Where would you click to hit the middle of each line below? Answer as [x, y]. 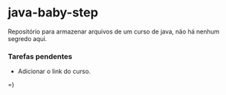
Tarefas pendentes [40, 56]
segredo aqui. [28, 38]
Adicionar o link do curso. [54, 71]
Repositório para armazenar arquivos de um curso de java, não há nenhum [114, 31]
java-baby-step [53, 13]
